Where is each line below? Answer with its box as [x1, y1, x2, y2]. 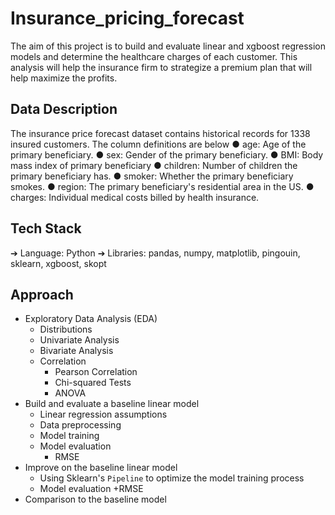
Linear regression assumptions [39, 408, 168, 421]
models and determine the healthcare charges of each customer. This [10, 50, 298, 62]
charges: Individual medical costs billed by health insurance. [10, 191, 260, 203]
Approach [10, 286, 74, 303]
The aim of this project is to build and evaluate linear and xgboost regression [10, 40, 326, 52]
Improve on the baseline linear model [24, 462, 178, 474]
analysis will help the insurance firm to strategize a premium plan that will [10, 61, 313, 73]
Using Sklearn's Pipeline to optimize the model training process [39, 472, 305, 484]
